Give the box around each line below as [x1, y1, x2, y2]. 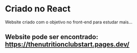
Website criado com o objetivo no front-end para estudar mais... [5, 19, 133, 25]
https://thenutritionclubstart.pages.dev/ [5, 41, 130, 49]
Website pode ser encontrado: [5, 33, 98, 41]
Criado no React [5, 3, 71, 14]
